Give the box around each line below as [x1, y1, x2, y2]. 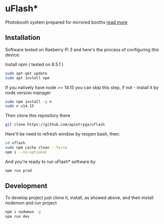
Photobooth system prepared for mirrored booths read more [5, 19, 127, 25]
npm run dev [5, 214, 30, 219]
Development [5, 182, 48, 190]
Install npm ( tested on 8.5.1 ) [5, 61, 64, 67]
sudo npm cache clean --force [5, 145, 68, 150]
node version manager [5, 90, 51, 96]
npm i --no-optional [5, 150, 48, 155]
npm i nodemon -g [5, 210, 41, 215]
